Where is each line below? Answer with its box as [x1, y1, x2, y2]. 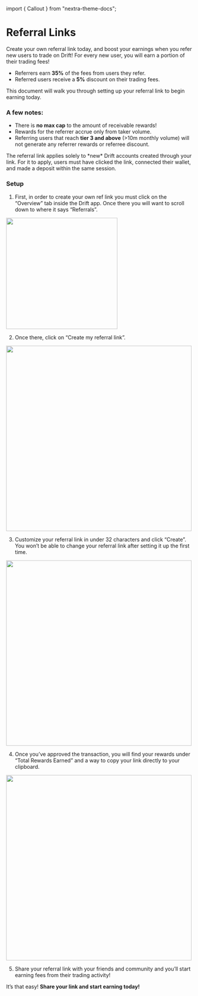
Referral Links [6, 26, 76, 39]
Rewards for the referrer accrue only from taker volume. [14, 128, 152, 135]
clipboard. [14, 763, 40, 770]
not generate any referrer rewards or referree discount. [14, 141, 150, 148]
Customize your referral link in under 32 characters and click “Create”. [14, 536, 187, 543]
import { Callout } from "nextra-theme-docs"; [6, 5, 117, 12]
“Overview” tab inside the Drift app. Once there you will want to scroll [14, 199, 185, 206]
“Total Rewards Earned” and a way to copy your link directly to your [14, 756, 180, 764]
